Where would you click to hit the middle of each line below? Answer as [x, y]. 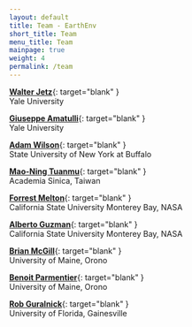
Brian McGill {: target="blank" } [65, 251]
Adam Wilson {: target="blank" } [68, 144]
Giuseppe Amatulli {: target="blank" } [77, 118]
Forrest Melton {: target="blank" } [70, 198]
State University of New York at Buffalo [81, 154]
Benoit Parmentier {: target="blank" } [77, 277]
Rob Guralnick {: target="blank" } [69, 304]
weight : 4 [27, 58]
